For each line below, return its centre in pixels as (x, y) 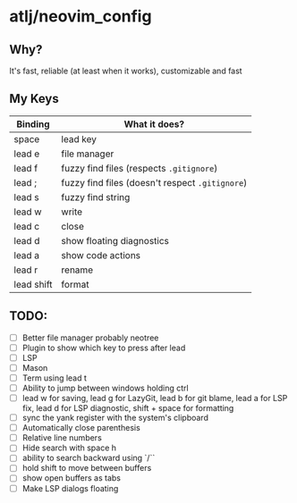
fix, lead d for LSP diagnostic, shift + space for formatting (128, 408)
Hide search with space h (69, 448)
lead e (27, 154)
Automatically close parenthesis (81, 428)
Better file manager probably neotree (90, 338)
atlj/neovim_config (81, 17)
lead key (79, 138)
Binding (34, 124)
